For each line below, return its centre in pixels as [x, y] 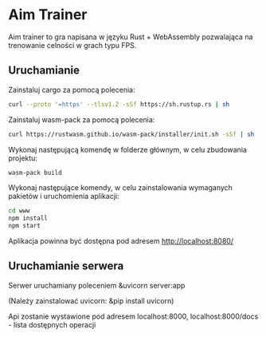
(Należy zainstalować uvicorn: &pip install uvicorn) [91, 300]
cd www [19, 211]
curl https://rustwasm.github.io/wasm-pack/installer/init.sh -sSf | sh [131, 134]
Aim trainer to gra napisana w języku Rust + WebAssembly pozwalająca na [131, 37]
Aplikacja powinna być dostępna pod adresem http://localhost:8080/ [121, 241]
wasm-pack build [35, 172]
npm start [25, 226]
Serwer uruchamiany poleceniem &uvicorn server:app [97, 285]
